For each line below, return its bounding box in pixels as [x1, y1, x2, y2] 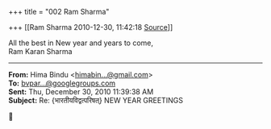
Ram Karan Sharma [8, 47, 73, 56]
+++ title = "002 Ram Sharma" [8, 7, 110, 16]
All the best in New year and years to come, [8, 38, 154, 48]
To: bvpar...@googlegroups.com [8, 78, 116, 88]
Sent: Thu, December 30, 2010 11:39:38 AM [8, 87, 154, 96]
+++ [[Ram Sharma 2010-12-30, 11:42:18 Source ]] [8, 23, 173, 31]
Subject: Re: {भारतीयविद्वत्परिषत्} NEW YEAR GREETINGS [8, 96, 184, 105]
